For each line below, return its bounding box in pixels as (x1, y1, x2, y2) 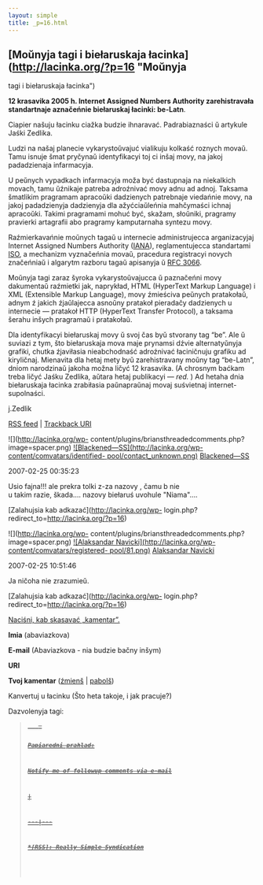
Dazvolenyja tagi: (8, 706, 64, 717)
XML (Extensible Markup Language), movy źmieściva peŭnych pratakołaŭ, (8, 290, 249, 299)
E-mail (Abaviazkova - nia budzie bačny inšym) (8, 646, 162, 655)
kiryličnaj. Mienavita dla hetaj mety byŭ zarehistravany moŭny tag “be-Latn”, (8, 355, 255, 365)
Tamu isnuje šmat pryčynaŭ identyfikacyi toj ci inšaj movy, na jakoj (8, 152, 223, 161)
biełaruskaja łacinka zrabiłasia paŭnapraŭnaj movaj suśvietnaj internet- (8, 380, 237, 390)
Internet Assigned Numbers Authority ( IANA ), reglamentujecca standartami (8, 241, 251, 250)
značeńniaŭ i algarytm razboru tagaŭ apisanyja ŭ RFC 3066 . (8, 257, 203, 268)
